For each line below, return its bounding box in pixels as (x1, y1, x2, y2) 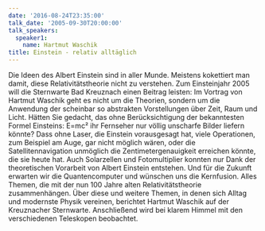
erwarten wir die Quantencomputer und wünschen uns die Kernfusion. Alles (8, 171, 257, 181)
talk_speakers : (8, 26, 59, 34)
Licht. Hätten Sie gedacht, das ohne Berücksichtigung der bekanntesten (8, 113, 244, 121)
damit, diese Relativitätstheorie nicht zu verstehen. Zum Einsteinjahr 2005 (8, 79, 250, 88)
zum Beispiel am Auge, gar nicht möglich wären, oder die (8, 138, 197, 147)
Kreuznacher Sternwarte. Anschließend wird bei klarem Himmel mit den (8, 206, 244, 214)
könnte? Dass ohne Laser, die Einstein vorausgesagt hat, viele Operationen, (8, 129, 256, 139)
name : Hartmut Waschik (22, 41, 98, 49)
